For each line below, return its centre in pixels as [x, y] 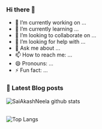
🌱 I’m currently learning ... [47, 29]
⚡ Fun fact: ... [31, 70]
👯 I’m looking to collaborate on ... [55, 35]
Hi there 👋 [21, 10]
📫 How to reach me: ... [43, 55]
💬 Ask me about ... [37, 48]
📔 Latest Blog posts [35, 88]
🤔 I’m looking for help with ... [50, 42]
